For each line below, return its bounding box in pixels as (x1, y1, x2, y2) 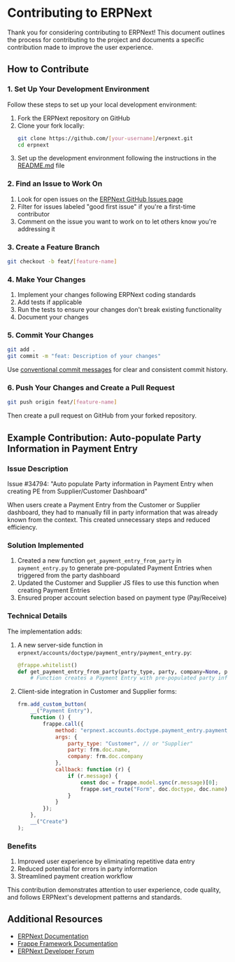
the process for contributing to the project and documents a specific (7, 35, 204, 43)
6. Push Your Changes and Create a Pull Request (7, 383, 175, 393)
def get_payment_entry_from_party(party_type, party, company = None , (17, 668, 222, 675)
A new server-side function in (17, 640, 104, 649)
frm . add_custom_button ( (17, 701, 87, 708)
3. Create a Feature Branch (7, 242, 100, 252)
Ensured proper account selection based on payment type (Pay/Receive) (17, 593, 227, 602)
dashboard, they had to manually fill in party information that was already (7, 508, 218, 516)
